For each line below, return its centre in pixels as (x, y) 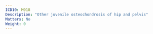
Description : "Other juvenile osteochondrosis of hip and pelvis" (77, 14)
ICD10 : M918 (18, 10)
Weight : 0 (16, 24)
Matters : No (18, 19)
